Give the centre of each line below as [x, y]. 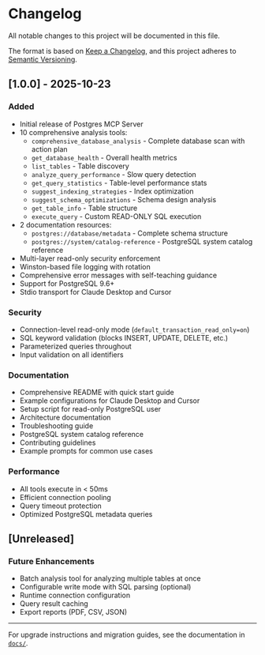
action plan [50, 149]
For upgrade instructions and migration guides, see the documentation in [127, 635]
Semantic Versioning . [43, 59]
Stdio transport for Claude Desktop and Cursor [95, 292]
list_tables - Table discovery [80, 166]
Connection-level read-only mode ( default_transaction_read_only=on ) [134, 329]
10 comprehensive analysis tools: [73, 132]
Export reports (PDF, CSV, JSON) [73, 612]
